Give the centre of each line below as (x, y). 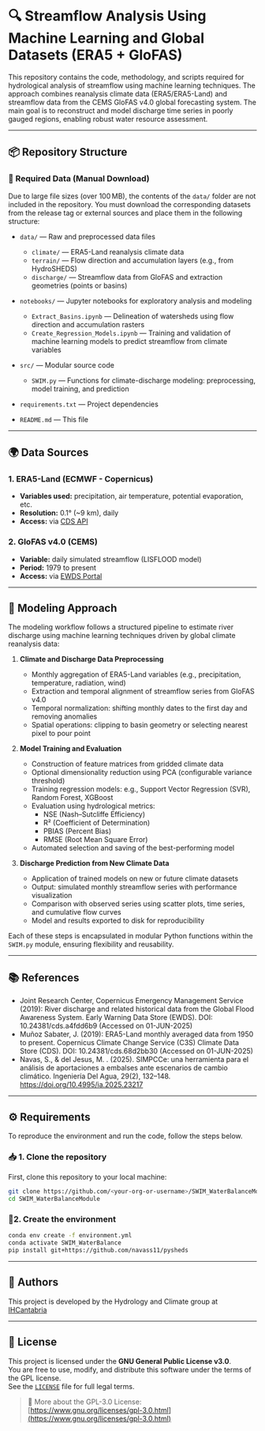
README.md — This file (54, 419)
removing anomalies (64, 716)
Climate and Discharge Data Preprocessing (91, 659)
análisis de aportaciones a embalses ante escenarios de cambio (124, 1068)
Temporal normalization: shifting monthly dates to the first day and (139, 708)
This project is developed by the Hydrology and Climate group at (113, 1301)
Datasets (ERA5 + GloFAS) (95, 55)
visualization (52, 896)
